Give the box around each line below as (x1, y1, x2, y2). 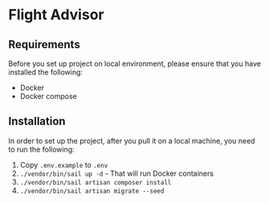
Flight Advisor (8, 6, 104, 24)
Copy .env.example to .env (19, 160, 108, 169)
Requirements (8, 38, 80, 51)
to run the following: (8, 144, 75, 154)
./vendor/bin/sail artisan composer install (19, 178, 172, 186)
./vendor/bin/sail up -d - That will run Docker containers (19, 168, 214, 178)
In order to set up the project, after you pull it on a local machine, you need (8, 136, 255, 145)
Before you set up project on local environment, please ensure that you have (8, 59, 261, 68)
